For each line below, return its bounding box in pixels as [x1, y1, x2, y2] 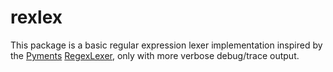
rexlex [10, 6, 63, 29]
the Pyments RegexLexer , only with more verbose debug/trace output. [10, 49, 300, 61]
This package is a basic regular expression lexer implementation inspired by [10, 39, 323, 51]
